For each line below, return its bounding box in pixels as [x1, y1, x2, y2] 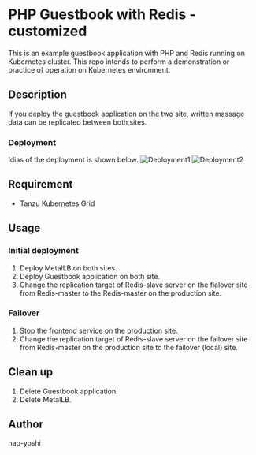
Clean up [8, 365, 54, 379]
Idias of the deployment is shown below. [8, 155, 139, 165]
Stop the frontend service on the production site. [19, 326, 179, 335]
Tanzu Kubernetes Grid [19, 199, 95, 208]
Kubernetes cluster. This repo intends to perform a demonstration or [8, 57, 230, 66]
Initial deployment [8, 245, 79, 256]
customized [8, 22, 87, 40]
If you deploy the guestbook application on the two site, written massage [8, 109, 245, 118]
